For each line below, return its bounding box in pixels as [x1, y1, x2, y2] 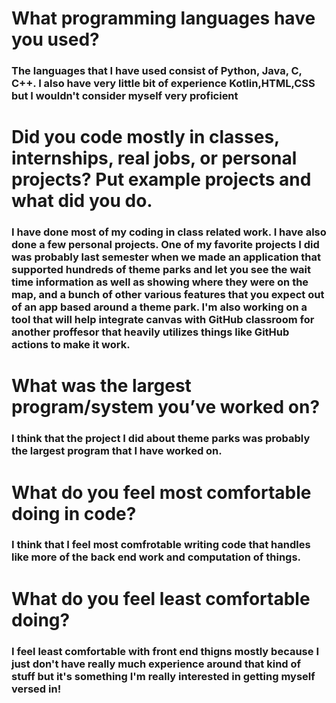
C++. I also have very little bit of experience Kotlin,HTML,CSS [11, 77, 316, 91]
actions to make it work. [11, 338, 131, 352]
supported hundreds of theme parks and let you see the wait [11, 263, 312, 277]
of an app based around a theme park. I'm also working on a [11, 300, 308, 314]
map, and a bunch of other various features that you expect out [11, 288, 325, 302]
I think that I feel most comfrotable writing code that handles [11, 538, 311, 552]
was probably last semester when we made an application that [11, 250, 322, 264]
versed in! [11, 682, 62, 696]
